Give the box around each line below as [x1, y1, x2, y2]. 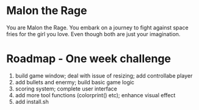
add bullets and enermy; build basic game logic [15, 78, 135, 86]
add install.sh [15, 98, 49, 105]
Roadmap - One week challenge [6, 52, 172, 66]
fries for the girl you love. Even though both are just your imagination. [6, 30, 181, 37]
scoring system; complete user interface [15, 85, 117, 92]
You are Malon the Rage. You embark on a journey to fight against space [6, 24, 189, 31]
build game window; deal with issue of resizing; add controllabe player [15, 71, 193, 79]
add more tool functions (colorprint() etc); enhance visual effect [15, 91, 176, 98]
